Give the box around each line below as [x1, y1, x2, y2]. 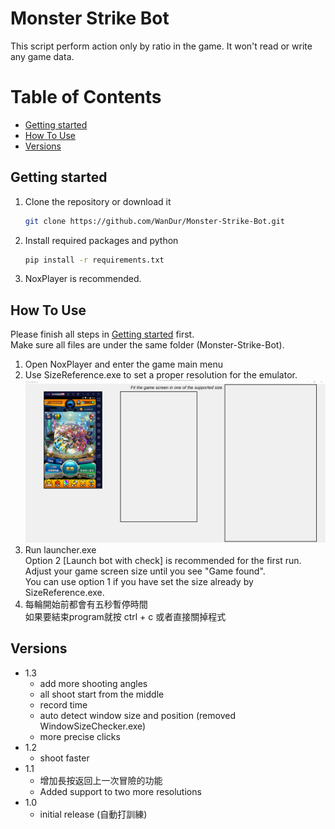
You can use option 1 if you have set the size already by [24, 576, 254, 588]
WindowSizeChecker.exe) [39, 720, 147, 732]
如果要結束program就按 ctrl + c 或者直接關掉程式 [24, 611, 227, 623]
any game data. [10, 50, 75, 62]
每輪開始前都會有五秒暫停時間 [24, 598, 148, 611]
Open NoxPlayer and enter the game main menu [24, 358, 224, 371]
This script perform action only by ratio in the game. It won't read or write [10, 40, 313, 52]
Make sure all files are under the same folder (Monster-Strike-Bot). [10, 339, 285, 351]
